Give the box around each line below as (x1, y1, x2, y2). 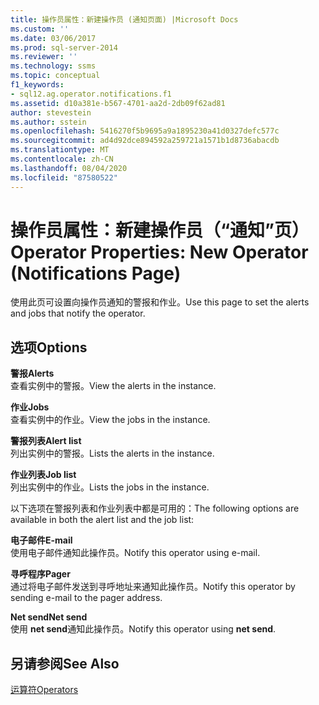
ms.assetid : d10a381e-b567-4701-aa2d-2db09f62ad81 (10, 98, 226, 108)
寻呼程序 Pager (10, 568, 71, 580)
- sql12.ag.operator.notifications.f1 (10, 89, 172, 99)
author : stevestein (10, 107, 92, 118)
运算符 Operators (10, 684, 79, 696)
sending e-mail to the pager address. (10, 592, 163, 604)
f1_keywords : (10, 80, 65, 90)
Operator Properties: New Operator (10, 241, 309, 263)
